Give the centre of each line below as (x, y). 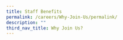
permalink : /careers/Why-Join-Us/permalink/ (62, 17)
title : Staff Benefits (34, 11)
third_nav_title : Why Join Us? (45, 28)
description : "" (26, 22)
